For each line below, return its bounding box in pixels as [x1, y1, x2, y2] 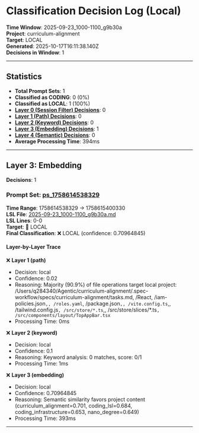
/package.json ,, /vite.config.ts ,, [85, 300, 171, 307]
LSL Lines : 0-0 [6, 217, 43, 224]
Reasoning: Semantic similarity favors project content [14, 396, 146, 403]
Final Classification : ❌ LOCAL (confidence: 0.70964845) [6, 229, 146, 236]
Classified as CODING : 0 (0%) [14, 94, 90, 101]
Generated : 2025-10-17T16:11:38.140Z [6, 43, 99, 50]
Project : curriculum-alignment [6, 30, 80, 37]
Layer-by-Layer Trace [6, 243, 61, 251]
